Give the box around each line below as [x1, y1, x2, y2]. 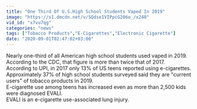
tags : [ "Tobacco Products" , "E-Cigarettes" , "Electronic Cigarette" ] [6, 31, 176, 37]
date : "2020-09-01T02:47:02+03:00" [6, 36, 94, 42]
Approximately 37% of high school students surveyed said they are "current [6, 71, 191, 78]
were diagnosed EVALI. [6, 90, 63, 97]
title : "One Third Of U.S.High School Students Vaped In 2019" [6, 8, 166, 15]
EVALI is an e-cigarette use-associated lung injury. [6, 96, 130, 103]
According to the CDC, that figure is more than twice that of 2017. [6, 58, 166, 65]
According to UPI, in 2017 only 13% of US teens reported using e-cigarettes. [6, 65, 192, 71]
